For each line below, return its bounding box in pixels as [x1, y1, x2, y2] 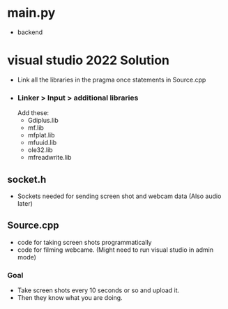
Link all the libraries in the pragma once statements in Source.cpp [17, 75, 206, 84]
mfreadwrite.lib [27, 153, 72, 162]
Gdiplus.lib [27, 116, 59, 125]
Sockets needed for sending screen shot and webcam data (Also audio [17, 192, 222, 200]
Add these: [17, 109, 50, 117]
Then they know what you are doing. [17, 294, 123, 302]
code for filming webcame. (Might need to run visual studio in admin [17, 246, 214, 254]
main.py [7, 5, 56, 21]
